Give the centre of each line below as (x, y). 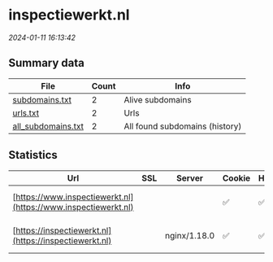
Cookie (236, 178)
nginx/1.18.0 (190, 235)
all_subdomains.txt (48, 126)
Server (189, 178)
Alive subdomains (158, 99)
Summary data (47, 63)
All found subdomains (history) (183, 126)
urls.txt (26, 113)
